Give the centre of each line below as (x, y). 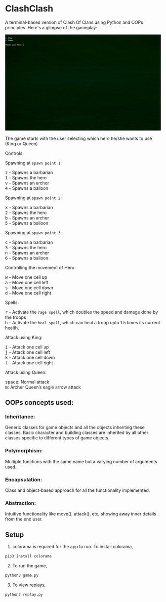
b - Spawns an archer (27, 217)
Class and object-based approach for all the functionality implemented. (78, 490)
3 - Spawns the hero (26, 247)
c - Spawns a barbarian (29, 242)
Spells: (12, 302)
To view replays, (29, 585)
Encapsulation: (24, 479)
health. (12, 328)
